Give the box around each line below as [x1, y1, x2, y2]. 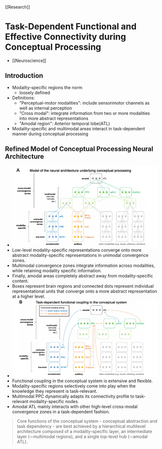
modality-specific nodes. [29, 398, 79, 404]
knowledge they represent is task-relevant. [12, 388, 98, 394]
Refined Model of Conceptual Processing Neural [5, 145, 153, 153]
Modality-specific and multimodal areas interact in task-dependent [12, 125, 145, 131]
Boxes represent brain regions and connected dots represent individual [12, 283, 154, 289]
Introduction [5, 72, 44, 80]
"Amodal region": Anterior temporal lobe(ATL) [19, 121, 110, 126]
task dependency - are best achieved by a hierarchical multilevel [16, 423, 146, 429]
